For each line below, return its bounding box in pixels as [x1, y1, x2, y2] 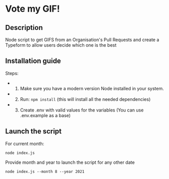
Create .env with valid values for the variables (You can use [20, 107, 144, 113]
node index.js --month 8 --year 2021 [5, 169, 85, 174]
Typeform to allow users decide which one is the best [5, 42, 117, 48]
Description [5, 23, 43, 32]
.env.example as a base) [20, 112, 71, 118]
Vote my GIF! [5, 3, 60, 15]
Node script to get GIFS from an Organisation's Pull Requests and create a [5, 37, 159, 43]
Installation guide [5, 57, 62, 65]
